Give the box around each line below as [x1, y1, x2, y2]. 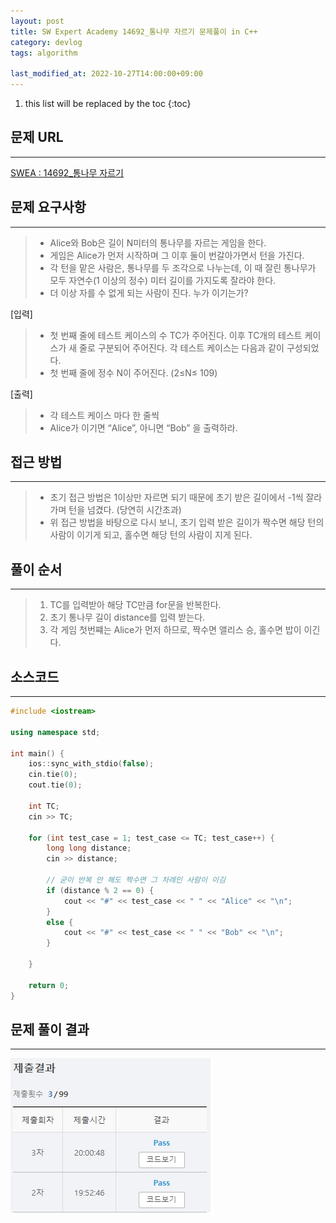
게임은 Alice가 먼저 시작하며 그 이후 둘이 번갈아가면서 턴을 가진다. [49, 249, 305, 261]
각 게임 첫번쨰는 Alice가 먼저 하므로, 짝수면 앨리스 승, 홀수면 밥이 [49, 624, 302, 636]
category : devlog [10, 37, 83, 47]
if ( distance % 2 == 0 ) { [46, 885, 155, 895]
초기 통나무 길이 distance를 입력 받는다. [49, 611, 206, 624]
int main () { [10, 748, 65, 759]
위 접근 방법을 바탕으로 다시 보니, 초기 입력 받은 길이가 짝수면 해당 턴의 [49, 516, 325, 529]
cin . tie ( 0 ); [28, 770, 78, 780]
